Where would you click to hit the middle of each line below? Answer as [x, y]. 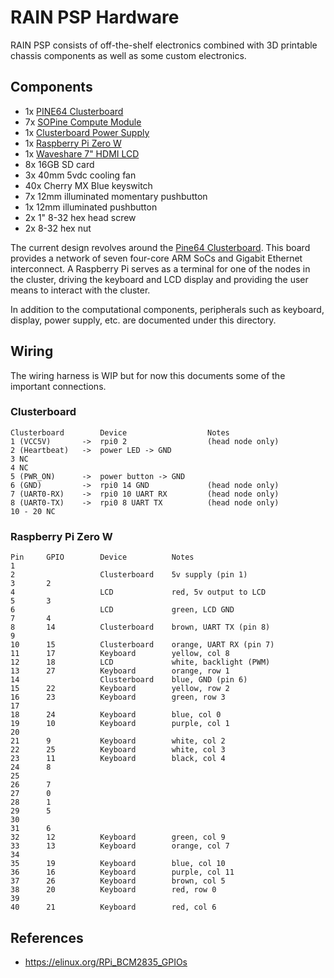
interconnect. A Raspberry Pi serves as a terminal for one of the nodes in [160, 268]
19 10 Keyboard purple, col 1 [120, 724]
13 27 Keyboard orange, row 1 [120, 671]
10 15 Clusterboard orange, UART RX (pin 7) [142, 645]
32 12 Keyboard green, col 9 [118, 837]
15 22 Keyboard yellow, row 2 [120, 689]
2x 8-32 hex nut [58, 228]
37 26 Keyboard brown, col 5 [118, 881]
